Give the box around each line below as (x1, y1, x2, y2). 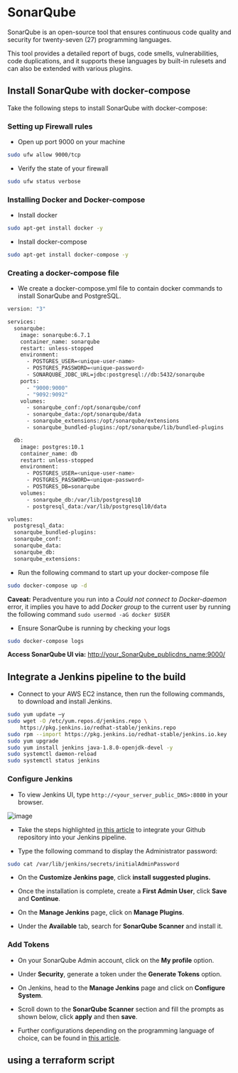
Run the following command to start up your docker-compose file (17, 568, 210, 576)
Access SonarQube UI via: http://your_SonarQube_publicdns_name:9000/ (7, 650, 226, 659)
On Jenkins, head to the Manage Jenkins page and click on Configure (17, 983, 226, 992)
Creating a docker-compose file (7, 268, 119, 278)
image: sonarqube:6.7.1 (20, 331, 91, 338)
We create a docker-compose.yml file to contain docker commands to (17, 284, 222, 293)
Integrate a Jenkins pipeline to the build (7, 671, 186, 683)
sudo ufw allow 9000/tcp (7, 151, 81, 158)
